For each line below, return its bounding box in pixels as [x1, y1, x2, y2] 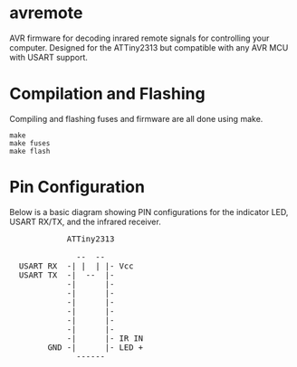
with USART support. [9, 52, 88, 62]
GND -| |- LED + [47, 342, 144, 353]
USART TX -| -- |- [18, 269, 115, 280]
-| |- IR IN [66, 333, 144, 343]
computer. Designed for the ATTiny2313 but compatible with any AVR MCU [9, 42, 289, 52]
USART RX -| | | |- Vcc [18, 260, 134, 271]
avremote [9, 3, 83, 24]
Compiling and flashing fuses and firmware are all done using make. [9, 113, 263, 124]
